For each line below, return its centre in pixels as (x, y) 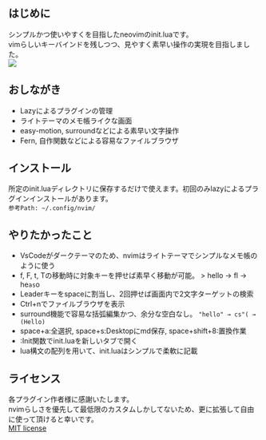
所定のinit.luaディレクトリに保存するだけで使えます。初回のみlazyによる (127, 188)
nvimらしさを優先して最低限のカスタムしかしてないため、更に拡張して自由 (131, 410)
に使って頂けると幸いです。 (53, 419)
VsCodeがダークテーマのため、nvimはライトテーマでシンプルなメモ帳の (139, 256)
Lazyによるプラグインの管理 (66, 110)
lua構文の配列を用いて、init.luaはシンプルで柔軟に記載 (109, 351)
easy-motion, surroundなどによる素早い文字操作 (99, 130)
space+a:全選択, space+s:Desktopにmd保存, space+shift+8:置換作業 (133, 331)
